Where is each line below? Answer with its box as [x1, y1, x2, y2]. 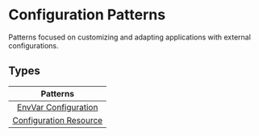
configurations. [8, 40, 59, 50]
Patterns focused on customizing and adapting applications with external [8, 32, 252, 42]
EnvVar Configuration [17, 101, 98, 113]
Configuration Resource [12, 114, 103, 126]
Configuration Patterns [8, 6, 166, 24]
